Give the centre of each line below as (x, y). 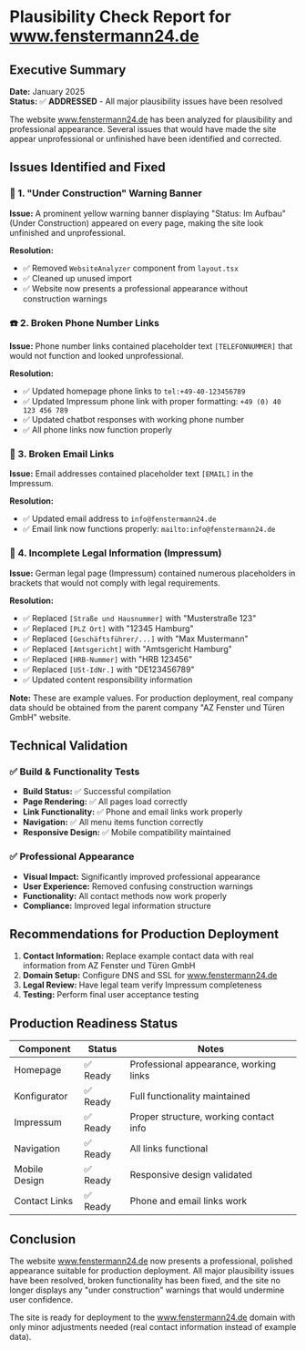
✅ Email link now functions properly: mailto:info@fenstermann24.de (149, 529)
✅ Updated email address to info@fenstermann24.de (119, 519)
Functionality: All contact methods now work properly (125, 895)
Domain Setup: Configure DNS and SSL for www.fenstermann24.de (150, 976)
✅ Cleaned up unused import (77, 278)
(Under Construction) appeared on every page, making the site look (137, 223)
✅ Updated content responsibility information (107, 680)
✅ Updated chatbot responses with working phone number (133, 419)
